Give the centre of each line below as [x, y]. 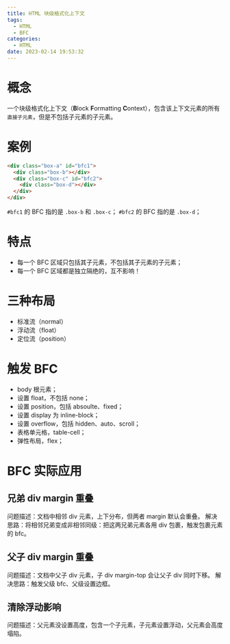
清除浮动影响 [34, 607]
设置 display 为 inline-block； [58, 415]
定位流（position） [43, 338]
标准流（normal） [42, 321]
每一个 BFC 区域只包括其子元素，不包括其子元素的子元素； [100, 262]
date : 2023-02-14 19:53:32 [46, 52]
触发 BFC [33, 369]
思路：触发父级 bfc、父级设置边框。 [63, 584]
